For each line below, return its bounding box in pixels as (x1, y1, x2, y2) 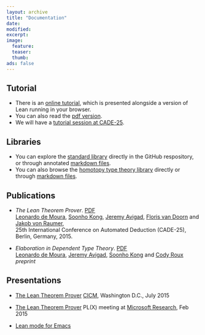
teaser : (12, 49, 32, 55)
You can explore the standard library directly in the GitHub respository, (15, 153, 195, 160)
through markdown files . (15, 172, 78, 180)
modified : (6, 26, 32, 33)
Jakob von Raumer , (15, 219, 64, 227)
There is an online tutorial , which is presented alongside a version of (15, 99, 188, 107)
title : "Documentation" (6, 15, 68, 21)
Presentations (6, 275, 61, 286)
